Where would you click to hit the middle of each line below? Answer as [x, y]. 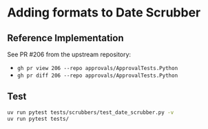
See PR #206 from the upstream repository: [69, 54]
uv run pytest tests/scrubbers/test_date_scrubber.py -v [91, 112]
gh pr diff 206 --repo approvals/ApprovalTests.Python [97, 75]
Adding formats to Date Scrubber [104, 13]
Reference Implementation [65, 38]
